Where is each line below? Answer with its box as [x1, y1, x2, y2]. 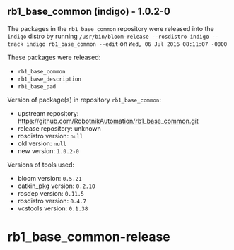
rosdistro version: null [17, 131, 83, 140]
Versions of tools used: [7, 160, 75, 169]
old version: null [17, 139, 67, 148]
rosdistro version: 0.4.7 [17, 196, 87, 205]
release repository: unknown [17, 124, 101, 133]
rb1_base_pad [17, 83, 57, 90]
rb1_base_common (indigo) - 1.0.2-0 [7, 6, 171, 18]
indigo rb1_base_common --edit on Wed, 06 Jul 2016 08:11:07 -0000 [25, 39, 228, 48]
